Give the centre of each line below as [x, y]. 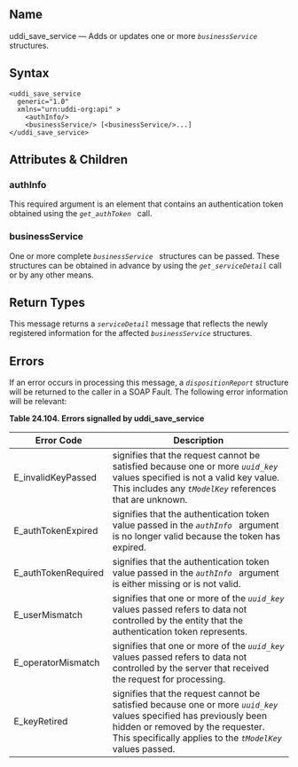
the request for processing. [169, 679]
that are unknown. [150, 500]
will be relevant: [38, 402]
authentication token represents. [180, 631]
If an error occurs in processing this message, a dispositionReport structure [149, 383]
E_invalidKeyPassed [55, 478]
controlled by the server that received [191, 669]
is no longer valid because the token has [196, 536]
